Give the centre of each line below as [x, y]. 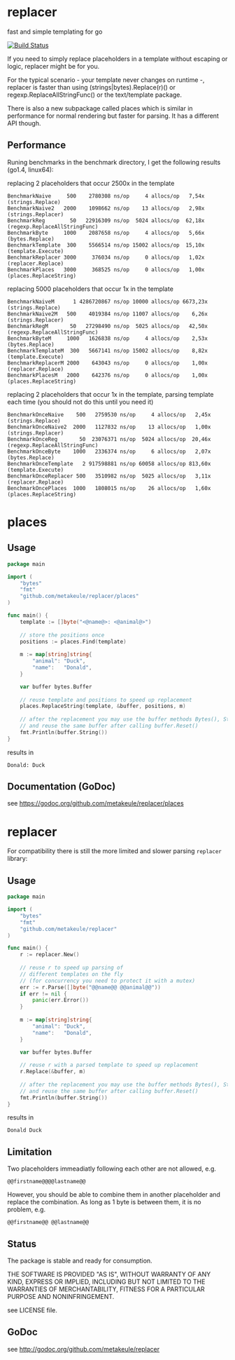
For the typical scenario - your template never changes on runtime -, [106, 80]
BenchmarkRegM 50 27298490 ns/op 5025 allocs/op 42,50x [108, 326]
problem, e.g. [27, 1209]
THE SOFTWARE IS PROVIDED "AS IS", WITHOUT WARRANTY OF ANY [109, 1274]
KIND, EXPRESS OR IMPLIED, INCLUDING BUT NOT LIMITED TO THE [106, 1282]
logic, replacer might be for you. [54, 66]
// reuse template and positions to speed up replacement [106, 700]
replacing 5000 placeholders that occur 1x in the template [90, 289]
